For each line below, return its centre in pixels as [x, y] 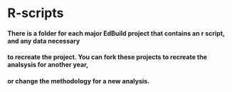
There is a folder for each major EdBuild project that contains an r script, [116, 33]
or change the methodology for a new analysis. [79, 81]
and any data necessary [44, 41]
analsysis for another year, [48, 65]
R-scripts [36, 13]
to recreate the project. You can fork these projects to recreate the [107, 57]
